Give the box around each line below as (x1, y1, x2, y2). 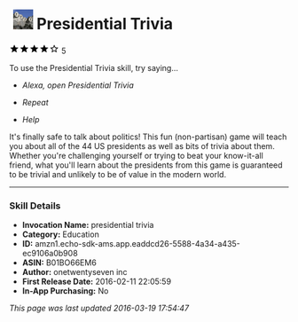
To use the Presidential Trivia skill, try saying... (9, 62, 179, 73)
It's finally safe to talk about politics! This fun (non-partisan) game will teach (9, 131, 287, 142)
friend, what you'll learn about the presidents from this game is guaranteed (9, 160, 283, 170)
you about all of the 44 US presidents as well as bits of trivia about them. (9, 140, 275, 151)
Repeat (21, 97, 49, 107)
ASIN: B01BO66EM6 (21, 257, 98, 268)
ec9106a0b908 (21, 248, 78, 259)
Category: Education (21, 229, 99, 240)
